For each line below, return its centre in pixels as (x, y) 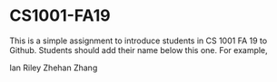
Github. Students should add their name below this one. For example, (138, 50)
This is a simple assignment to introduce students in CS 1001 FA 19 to (138, 41)
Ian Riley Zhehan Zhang (54, 68)
